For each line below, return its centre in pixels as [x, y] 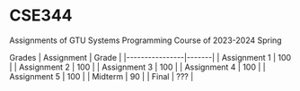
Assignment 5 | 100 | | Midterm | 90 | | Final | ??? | [101, 76]
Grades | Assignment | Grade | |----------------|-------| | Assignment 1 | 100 [150, 57]
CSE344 [41, 16]
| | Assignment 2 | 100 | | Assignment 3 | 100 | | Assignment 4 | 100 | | [138, 67]
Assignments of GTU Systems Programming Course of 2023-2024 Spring [146, 40]
